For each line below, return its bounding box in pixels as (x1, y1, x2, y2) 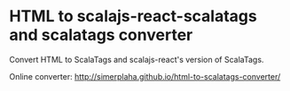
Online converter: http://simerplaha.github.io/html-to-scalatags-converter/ (9, 71, 281, 81)
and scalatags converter (9, 25, 193, 45)
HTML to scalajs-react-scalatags (9, 6, 257, 27)
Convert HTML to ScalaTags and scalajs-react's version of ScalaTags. (9, 54, 264, 64)
